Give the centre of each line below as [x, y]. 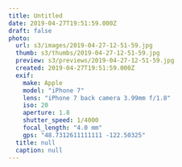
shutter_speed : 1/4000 [61, 120]
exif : [25, 75]
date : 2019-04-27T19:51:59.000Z [62, 23]
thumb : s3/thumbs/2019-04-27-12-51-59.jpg [88, 53]
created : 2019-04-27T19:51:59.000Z [75, 68]
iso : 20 [35, 105]
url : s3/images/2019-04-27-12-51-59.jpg [84, 46]
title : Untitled [35, 16]
